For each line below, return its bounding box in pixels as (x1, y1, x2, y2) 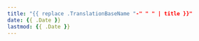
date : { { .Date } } (7, 17, 61, 24)
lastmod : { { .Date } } (7, 23, 71, 30)
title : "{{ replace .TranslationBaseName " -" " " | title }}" (7, 10, 193, 17)
